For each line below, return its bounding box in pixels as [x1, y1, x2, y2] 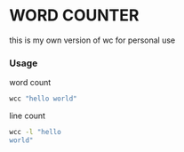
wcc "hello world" [9, 94, 77, 103]
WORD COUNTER [9, 5, 140, 26]
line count [9, 110, 46, 121]
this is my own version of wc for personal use [9, 35, 176, 45]
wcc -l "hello [9, 128, 62, 137]
